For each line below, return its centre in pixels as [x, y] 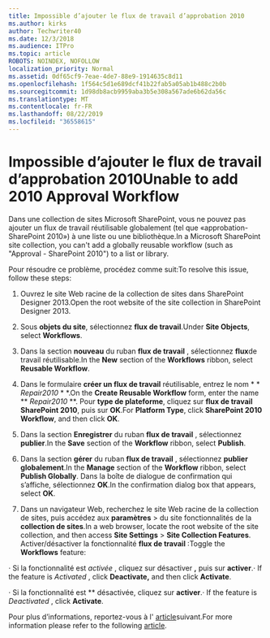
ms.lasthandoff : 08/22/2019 [56, 115]
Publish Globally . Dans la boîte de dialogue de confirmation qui [126, 475]
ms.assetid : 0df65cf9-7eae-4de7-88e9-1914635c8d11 [96, 76]
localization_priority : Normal [61, 69]
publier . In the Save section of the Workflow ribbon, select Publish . [133, 443]
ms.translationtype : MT [49, 99]
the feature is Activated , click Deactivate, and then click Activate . [120, 576]
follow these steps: [40, 278]
